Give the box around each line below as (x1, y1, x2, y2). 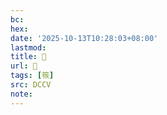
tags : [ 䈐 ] (10, 71, 55, 81)
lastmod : (10, 42, 47, 53)
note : (10, 89, 33, 99)
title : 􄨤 (10, 52, 47, 62)
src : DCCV (10, 80, 52, 90)
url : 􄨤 (10, 61, 38, 71)
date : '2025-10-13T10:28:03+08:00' (10, 33, 159, 43)
